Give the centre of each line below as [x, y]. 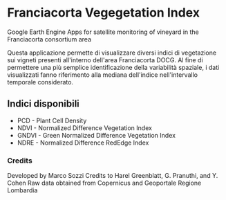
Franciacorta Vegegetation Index [104, 13]
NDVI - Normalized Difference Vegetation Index [84, 128]
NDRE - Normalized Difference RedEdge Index [83, 143]
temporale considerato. [40, 82]
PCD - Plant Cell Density [52, 120]
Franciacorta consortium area [49, 39]
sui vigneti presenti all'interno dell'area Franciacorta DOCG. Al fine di [105, 60]
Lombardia [22, 190]
